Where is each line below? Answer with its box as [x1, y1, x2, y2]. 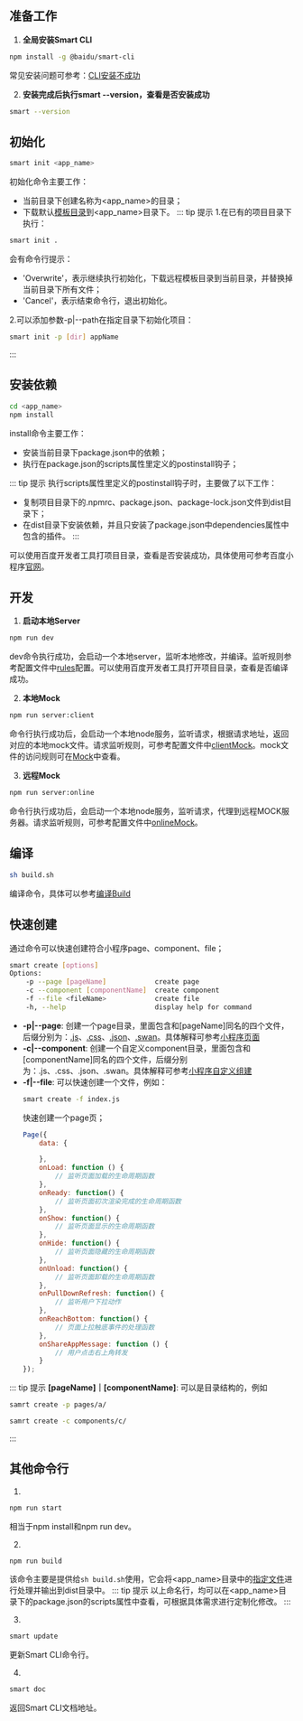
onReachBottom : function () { [39, 1314, 149, 1323]
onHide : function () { [39, 1239, 120, 1249]
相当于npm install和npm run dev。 [9, 1520, 137, 1531]
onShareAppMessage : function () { [39, 1340, 169, 1349]
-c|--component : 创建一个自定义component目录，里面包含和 [22, 1043, 251, 1053]
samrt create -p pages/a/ [9, 1400, 106, 1409]
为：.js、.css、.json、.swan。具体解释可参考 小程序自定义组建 [22, 1065, 252, 1076]
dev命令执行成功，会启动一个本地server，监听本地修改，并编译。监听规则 [9, 651, 284, 662]
